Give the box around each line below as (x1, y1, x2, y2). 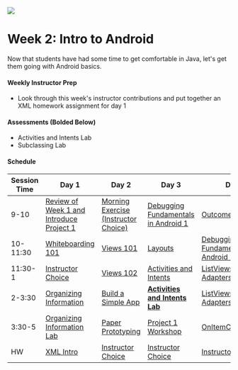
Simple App (101, 297, 140, 307)
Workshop (147, 326, 182, 336)
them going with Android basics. (7, 62, 102, 70)
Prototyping (101, 326, 141, 336)
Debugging (147, 201, 185, 211)
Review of (45, 196, 79, 206)
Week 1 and (45, 205, 86, 215)
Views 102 (101, 268, 138, 278)
